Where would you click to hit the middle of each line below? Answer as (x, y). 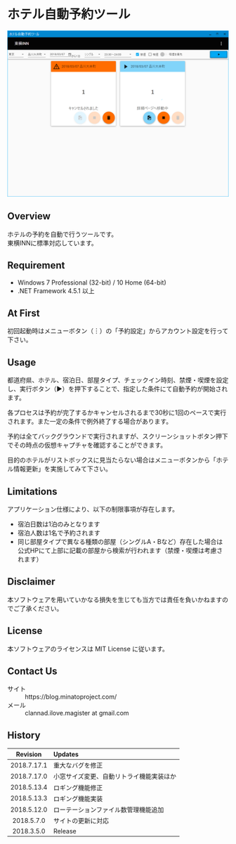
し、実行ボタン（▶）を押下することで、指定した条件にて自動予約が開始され (118, 389)
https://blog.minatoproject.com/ (71, 697)
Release (65, 831)
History (24, 735)
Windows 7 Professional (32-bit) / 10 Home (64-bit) (92, 283)
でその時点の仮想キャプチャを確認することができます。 (87, 445)
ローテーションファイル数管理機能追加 (109, 810)
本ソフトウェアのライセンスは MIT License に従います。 (88, 649)
